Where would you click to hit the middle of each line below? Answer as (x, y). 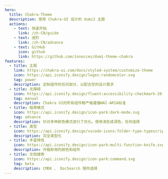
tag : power (25, 80)
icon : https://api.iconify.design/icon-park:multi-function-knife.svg (89, 145)
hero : (10, 10)
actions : (18, 24)
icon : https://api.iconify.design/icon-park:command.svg (74, 159)
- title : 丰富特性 (27, 140)
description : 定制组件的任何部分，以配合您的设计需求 (64, 84)
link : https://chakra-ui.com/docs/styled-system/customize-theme (83, 71)
